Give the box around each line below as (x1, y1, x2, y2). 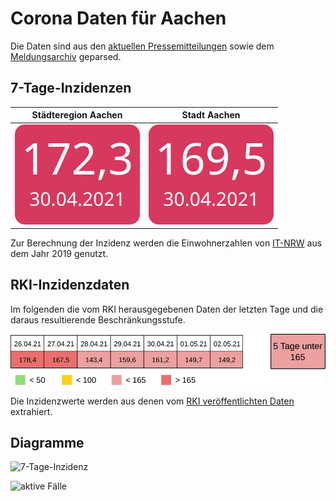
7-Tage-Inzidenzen (10, 80, 132, 97)
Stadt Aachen (181, 109, 241, 121)
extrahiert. (10, 405, 53, 417)
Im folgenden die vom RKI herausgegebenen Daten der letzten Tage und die (10, 303, 324, 315)
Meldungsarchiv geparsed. (10, 50, 122, 62)
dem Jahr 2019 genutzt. (10, 248, 109, 259)
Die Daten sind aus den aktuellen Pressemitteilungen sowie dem (10, 40, 275, 52)
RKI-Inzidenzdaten (10, 277, 130, 294)
